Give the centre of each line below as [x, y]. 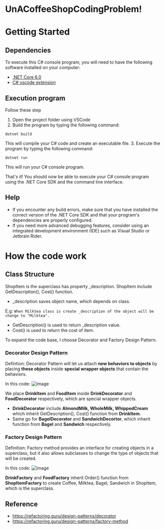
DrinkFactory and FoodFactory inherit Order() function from [67, 478]
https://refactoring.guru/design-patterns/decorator [64, 516]
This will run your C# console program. [45, 167]
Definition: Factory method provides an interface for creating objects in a [80, 448]
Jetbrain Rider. [27, 236]
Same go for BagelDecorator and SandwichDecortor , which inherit [81, 419]
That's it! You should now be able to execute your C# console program [77, 177]
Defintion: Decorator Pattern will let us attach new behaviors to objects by [81, 364]
